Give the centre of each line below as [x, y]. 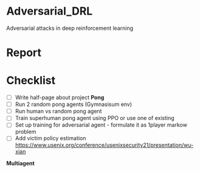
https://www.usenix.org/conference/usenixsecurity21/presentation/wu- [104, 145]
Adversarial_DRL [50, 11]
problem [26, 132]
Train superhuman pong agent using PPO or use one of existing [95, 118]
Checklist [31, 81]
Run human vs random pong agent [58, 111]
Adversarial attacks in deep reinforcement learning [70, 28]
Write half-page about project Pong [60, 97]
